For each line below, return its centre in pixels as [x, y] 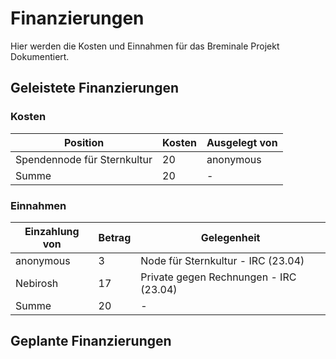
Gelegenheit [230, 237]
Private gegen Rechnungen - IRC [218, 277]
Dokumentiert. [40, 56]
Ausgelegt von [242, 142]
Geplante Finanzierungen [91, 341]
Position [84, 142]
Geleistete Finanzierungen [95, 88]
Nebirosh [37, 283]
